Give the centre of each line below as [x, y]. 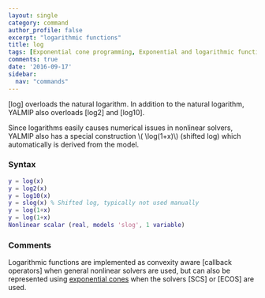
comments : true [33, 60]
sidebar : [22, 74]
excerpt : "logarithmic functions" [65, 37]
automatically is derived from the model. [74, 144]
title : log [26, 45]
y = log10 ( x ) [30, 196]
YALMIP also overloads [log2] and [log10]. [77, 112]
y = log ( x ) [26, 181]
